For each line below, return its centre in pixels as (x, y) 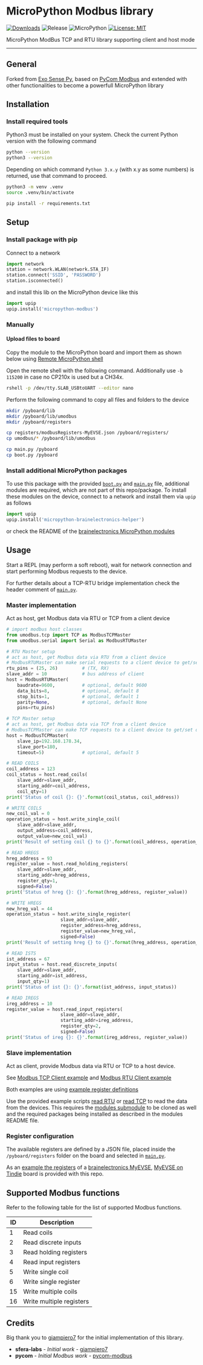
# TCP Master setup (31, 719)
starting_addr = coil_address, (54, 786)
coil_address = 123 (31, 769)
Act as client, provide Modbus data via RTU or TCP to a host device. (91, 1066)
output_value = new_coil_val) (52, 836)
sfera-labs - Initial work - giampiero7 (61, 1349)
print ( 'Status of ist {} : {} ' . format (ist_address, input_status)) (92, 987)
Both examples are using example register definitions (72, 1090)
